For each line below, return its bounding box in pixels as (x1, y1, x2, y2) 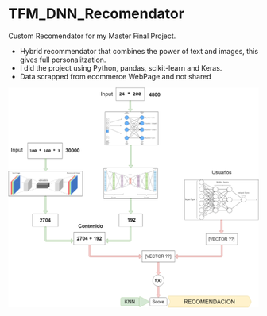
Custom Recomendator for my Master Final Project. (8, 31, 176, 40)
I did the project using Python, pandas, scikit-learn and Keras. (19, 63, 222, 72)
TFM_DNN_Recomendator (8, 5, 185, 23)
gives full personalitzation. (19, 55, 106, 64)
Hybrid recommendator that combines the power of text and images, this (19, 46, 259, 56)
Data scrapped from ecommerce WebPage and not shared (19, 71, 212, 81)
